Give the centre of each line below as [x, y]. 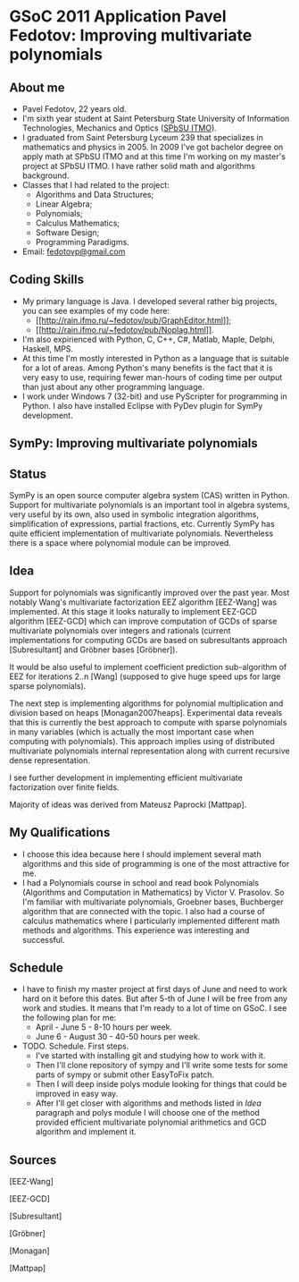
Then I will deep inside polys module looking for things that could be [161, 1084]
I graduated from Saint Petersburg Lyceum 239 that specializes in [142, 137]
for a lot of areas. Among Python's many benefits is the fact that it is [147, 368]
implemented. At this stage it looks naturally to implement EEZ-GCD [133, 611]
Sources [33, 1160]
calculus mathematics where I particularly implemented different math [151, 921]
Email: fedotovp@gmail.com [74, 251]
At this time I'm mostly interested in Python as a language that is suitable [156, 358]
